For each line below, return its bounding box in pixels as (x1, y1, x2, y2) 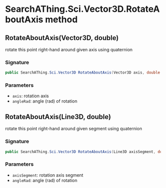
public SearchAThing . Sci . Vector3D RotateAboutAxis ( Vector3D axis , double (5, 70, 161, 75)
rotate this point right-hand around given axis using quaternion (5, 47, 133, 52)
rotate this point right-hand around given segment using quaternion (5, 126, 142, 132)
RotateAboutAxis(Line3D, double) (5, 113, 111, 121)
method (45, 14, 78, 25)
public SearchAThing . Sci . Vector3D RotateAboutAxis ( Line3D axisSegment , (5, 149, 156, 154)
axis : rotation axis (12, 93, 49, 99)
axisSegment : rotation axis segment (12, 172, 83, 178)
